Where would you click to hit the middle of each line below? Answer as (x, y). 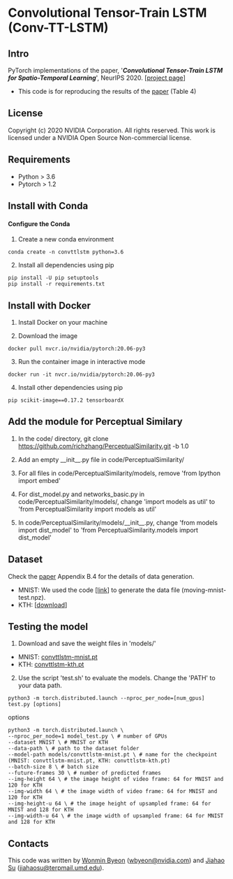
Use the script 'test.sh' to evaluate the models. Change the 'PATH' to (116, 678)
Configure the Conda (39, 224)
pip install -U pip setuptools (53, 278)
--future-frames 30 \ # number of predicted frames (84, 773)
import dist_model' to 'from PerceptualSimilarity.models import (108, 530)
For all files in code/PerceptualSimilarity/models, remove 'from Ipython (119, 473)
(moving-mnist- (204, 590)
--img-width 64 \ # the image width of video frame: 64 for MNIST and (113, 792)
